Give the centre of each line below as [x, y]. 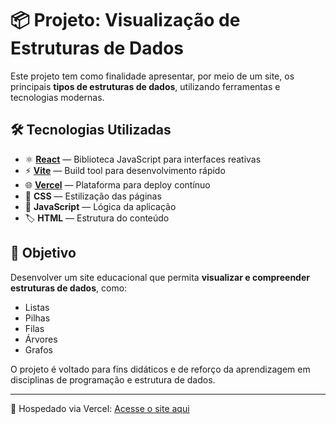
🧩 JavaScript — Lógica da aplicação [100, 206]
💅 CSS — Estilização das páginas [93, 196]
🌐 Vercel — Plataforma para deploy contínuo [117, 184]
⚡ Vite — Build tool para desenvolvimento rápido [125, 170]
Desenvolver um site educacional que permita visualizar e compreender [160, 277]
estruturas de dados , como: [69, 288]
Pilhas [37, 318]
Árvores [41, 339]
